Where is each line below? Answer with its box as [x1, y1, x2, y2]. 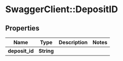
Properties [5, 24, 40, 33]
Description [58, 39, 88, 46]
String [38, 47, 54, 54]
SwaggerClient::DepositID [5, 4, 118, 15]
